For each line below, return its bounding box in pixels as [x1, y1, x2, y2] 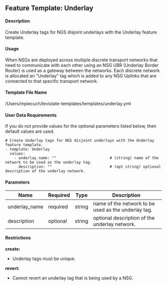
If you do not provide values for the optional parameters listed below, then [5, 123, 157, 129]
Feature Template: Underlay [5, 4, 93, 12]
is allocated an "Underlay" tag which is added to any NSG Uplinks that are [5, 72, 157, 79]
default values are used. [5, 128, 55, 134]
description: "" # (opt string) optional [18, 164, 162, 169]
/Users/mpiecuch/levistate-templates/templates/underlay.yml [5, 101, 131, 106]
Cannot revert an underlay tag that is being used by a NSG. [12, 275, 133, 281]
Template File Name [5, 89, 47, 95]
